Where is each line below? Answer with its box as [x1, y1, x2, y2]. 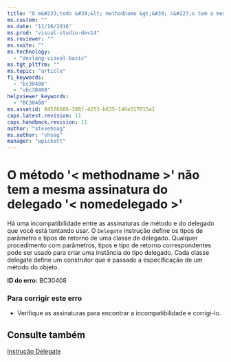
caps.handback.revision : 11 [7, 118, 88, 126]
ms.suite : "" [7, 42, 45, 49]
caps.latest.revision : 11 [7, 112, 81, 119]
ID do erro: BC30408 [7, 276, 67, 285]
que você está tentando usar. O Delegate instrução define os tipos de [7, 227, 203, 235]
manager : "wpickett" [7, 138, 67, 145]
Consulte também [7, 329, 86, 341]
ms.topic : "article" [7, 67, 67, 74]
